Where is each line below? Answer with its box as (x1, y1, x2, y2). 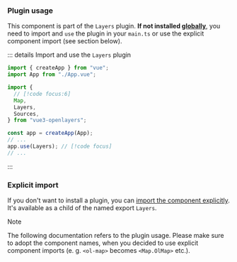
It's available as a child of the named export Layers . (7, 204, 157, 212)
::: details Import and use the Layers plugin (7, 50, 132, 59)
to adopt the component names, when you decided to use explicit (7, 239, 199, 247)
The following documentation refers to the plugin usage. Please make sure (7, 231, 224, 240)
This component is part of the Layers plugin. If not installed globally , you (7, 22, 221, 31)
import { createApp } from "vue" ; (7, 65, 110, 72)
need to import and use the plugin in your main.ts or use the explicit (7, 29, 204, 38)
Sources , (13, 110, 40, 117)
